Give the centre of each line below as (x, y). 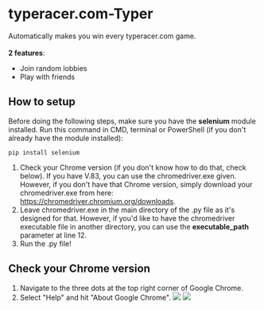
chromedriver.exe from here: (66, 193)
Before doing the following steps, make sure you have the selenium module (132, 121)
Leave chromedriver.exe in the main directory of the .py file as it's (127, 210)
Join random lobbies (53, 68)
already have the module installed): (66, 138)
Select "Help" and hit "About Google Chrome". (95, 297)
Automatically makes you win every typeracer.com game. (102, 36)
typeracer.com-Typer (81, 14)
